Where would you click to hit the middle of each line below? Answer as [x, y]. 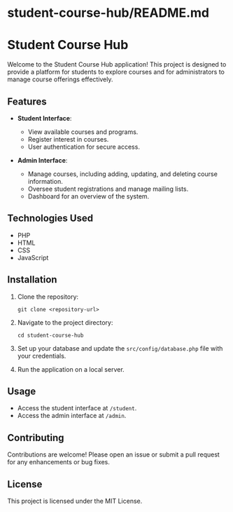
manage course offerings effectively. [60, 79]
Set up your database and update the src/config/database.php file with [120, 348]
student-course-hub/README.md [108, 13]
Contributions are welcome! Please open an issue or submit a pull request [114, 454]
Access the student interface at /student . [77, 408]
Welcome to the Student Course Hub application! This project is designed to [117, 65]
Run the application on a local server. [71, 369]
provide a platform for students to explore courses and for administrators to [116, 72]
